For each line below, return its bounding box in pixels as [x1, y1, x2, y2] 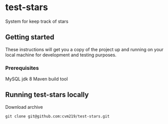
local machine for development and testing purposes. [5, 52, 117, 58]
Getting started [5, 33, 55, 42]
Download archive [5, 104, 43, 110]
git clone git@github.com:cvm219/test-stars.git [5, 113, 110, 119]
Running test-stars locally [5, 91, 89, 99]
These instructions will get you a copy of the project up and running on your [5, 46, 163, 52]
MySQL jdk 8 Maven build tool [5, 76, 68, 82]
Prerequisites [5, 64, 39, 71]
